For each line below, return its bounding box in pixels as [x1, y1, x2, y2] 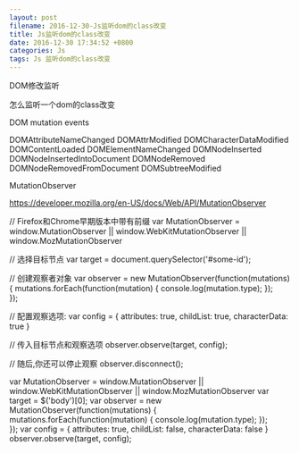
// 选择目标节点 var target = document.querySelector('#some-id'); [9, 254, 252, 264]
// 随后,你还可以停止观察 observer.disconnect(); [9, 358, 184, 369]
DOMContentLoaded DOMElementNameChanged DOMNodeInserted [9, 144, 262, 155]
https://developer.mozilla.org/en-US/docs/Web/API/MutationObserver [9, 197, 267, 208]
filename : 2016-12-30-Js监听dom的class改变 [9, 21, 167, 30]
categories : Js [9, 46, 66, 55]
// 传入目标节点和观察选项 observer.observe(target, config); [9, 340, 228, 349]
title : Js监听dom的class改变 [9, 29, 112, 38]
